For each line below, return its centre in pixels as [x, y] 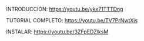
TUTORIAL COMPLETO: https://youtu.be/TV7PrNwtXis [72, 20]
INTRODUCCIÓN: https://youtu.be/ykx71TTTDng [65, 9]
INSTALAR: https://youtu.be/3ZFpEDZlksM [57, 32]
